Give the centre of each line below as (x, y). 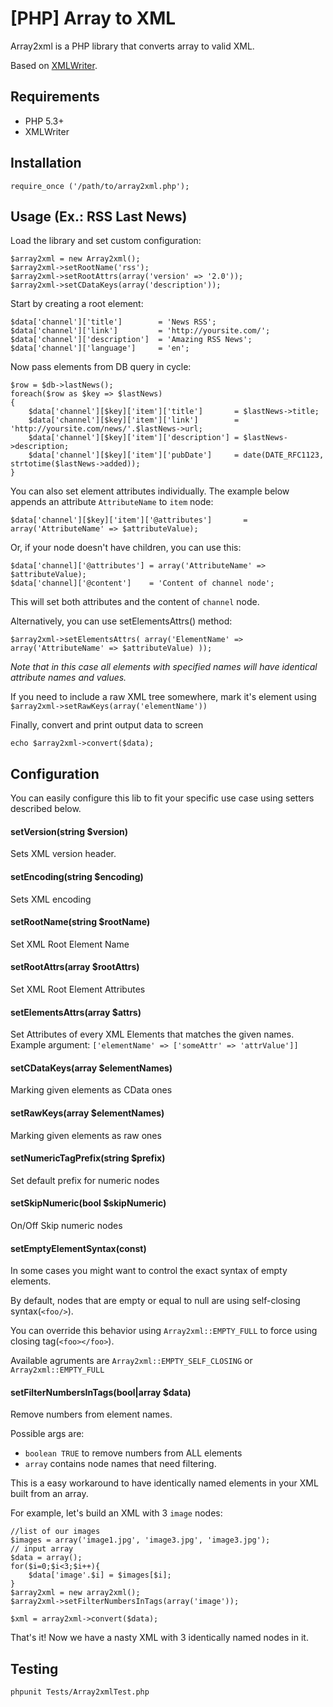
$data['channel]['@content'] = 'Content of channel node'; (142, 583)
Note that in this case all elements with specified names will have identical (164, 667)
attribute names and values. (68, 678)
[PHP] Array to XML (93, 18)
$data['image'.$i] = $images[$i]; (100, 1575)
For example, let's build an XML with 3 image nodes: (116, 1513)
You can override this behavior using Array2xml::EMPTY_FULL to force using (164, 1331)
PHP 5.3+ (44, 121)
